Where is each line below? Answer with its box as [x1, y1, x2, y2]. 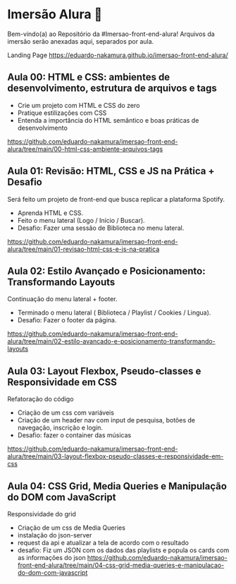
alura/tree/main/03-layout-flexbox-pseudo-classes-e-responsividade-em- [7, 452, 224, 461]
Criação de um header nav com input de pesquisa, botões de [17, 416, 196, 425]
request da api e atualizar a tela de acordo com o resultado [17, 539, 189, 547]
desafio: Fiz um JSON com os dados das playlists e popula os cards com [17, 546, 230, 554]
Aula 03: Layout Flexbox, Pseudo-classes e [7, 365, 201, 377]
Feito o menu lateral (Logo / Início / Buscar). [17, 216, 146, 224]
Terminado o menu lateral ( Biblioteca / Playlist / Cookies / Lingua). [17, 308, 211, 317]
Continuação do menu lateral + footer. [7, 295, 118, 303]
